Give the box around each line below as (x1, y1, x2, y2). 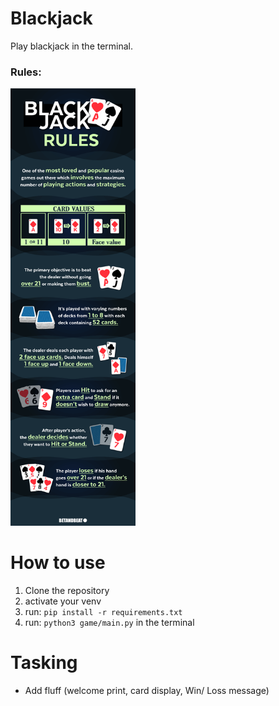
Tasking (10, 652, 78, 674)
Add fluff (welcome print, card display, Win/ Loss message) (24, 685, 270, 697)
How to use (10, 552, 106, 574)
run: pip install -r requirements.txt (24, 606, 183, 618)
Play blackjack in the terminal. (10, 40, 134, 52)
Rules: (10, 65, 42, 79)
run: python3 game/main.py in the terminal (24, 617, 195, 629)
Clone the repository (24, 585, 110, 597)
